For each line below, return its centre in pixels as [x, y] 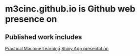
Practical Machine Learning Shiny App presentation [57, 49]
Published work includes [44, 37]
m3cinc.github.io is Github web [70, 9]
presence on [31, 19]
